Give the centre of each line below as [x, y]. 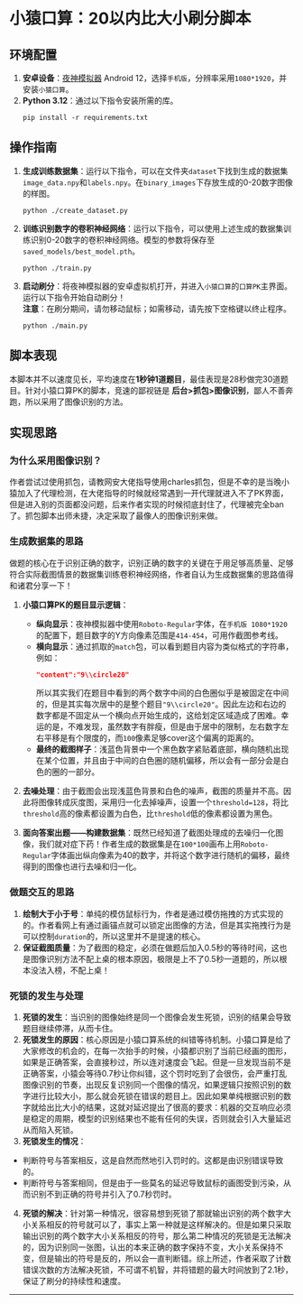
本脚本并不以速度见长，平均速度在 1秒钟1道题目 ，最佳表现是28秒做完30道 [145, 379]
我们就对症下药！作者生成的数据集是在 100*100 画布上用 [139, 844]
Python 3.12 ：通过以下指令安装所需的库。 [100, 101]
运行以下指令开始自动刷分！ [74, 297]
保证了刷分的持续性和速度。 [74, 1281]
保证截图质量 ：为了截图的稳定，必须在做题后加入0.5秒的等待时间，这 [151, 948]
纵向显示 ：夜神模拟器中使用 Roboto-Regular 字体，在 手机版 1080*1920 [162, 624]
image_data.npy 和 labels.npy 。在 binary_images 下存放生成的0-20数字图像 [157, 182]
